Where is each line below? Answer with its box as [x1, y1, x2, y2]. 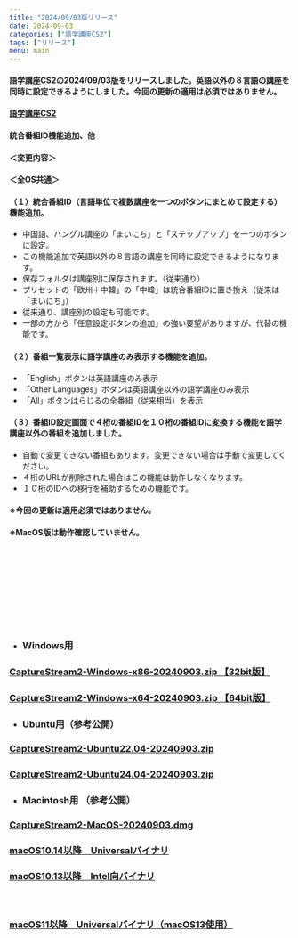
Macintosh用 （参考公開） [21, 794, 136, 806]
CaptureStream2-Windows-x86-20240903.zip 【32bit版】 [9, 665, 270, 678]
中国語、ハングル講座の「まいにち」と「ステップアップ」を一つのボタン [21, 229, 287, 240]
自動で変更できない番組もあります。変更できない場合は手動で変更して [21, 449, 278, 460]
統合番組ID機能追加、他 [9, 130, 96, 141]
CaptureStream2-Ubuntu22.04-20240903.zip [9, 742, 215, 754]
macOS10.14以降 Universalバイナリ [9, 844, 169, 856]
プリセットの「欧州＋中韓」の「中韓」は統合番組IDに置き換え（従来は [21, 284, 280, 295]
